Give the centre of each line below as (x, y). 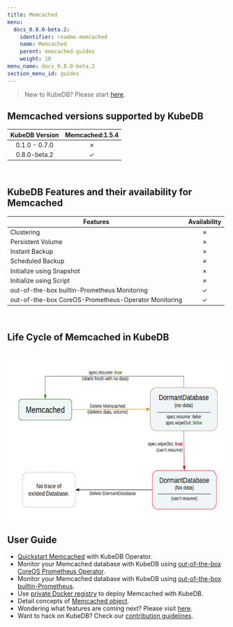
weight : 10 (36, 59)
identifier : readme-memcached (64, 37)
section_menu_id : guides (43, 73)
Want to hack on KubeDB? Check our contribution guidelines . (105, 616)
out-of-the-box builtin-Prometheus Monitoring (79, 290)
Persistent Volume (36, 241)
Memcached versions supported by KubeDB (105, 116)
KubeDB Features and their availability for (100, 192)
